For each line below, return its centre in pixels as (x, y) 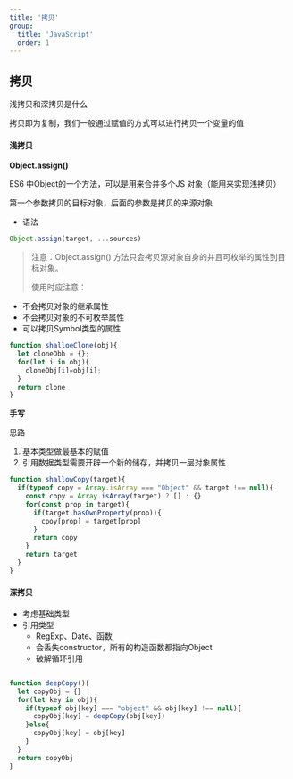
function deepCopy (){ (50, 683)
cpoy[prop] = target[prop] (92, 521)
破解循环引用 (59, 658)
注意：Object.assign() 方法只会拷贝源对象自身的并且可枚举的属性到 (155, 257)
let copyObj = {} (50, 691)
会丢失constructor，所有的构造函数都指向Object (124, 647)
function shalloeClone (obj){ (63, 346)
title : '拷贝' (34, 17)
